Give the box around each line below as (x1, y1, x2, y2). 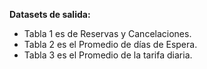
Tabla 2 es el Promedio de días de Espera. (23, 39, 198, 50)
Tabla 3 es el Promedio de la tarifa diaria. (23, 49, 193, 61)
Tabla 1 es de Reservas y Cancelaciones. (23, 28, 192, 39)
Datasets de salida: (9, 9, 91, 20)
